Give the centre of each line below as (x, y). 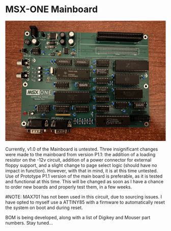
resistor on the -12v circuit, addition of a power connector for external (78, 160)
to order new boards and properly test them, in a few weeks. (69, 187)
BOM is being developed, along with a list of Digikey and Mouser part (78, 217)
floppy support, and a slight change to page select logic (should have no (81, 165)
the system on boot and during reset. (44, 208)
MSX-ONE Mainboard (52, 9)
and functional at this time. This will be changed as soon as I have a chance (84, 181)
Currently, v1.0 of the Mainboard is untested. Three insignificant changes (82, 149)
